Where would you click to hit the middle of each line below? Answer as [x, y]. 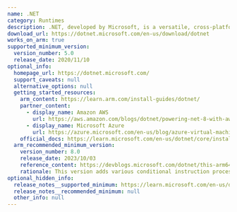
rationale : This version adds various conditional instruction [115, 171]
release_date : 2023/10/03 [58, 159]
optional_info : [30, 66]
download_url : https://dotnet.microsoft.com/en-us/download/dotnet [109, 34]
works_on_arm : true [36, 40]
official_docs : [42, 139]
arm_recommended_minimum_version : [64, 146]
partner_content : [45, 106]
